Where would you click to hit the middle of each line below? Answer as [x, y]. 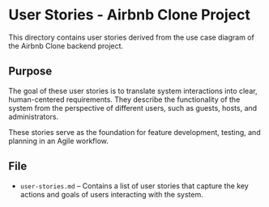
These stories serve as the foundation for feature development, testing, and [134, 132]
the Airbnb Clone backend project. [66, 45]
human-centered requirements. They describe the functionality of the [124, 99]
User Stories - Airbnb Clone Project [130, 15]
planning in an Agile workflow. [59, 141]
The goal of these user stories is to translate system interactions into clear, [133, 91]
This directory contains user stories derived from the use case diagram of [132, 37]
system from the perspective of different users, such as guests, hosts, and [133, 108]
